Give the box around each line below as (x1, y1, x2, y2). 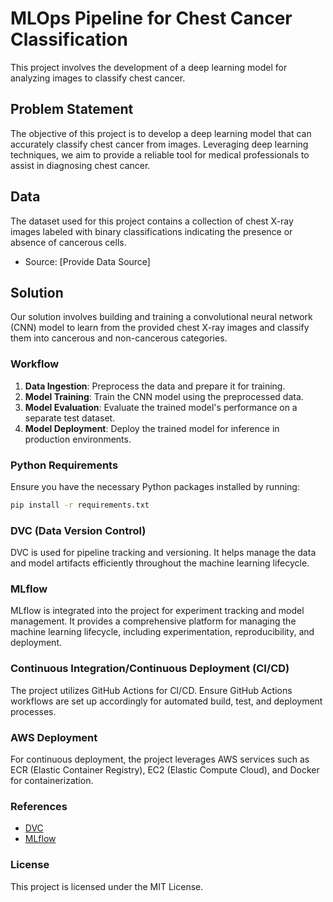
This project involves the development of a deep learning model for (10, 61, 288, 73)
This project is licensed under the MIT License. (10, 880, 204, 892)
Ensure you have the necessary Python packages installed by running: (10, 480, 300, 492)
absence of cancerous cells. (10, 236, 127, 248)
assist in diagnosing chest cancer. (10, 159, 151, 171)
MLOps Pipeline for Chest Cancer (10, 7, 293, 30)
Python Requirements (10, 458, 119, 472)
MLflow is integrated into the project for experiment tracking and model (10, 605, 305, 617)
